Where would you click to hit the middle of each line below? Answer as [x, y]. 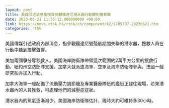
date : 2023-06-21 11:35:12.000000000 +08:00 [53, 19]
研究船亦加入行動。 [25, 73]
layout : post [19, 10]
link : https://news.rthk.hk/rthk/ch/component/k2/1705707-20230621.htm [82, 24]
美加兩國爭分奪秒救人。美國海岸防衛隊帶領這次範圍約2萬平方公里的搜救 [79, 60]
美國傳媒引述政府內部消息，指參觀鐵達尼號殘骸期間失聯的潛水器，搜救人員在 [84, 44]
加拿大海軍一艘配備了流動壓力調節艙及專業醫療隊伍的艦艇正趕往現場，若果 [82, 84]
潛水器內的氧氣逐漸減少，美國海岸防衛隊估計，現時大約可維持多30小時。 [81, 100]
